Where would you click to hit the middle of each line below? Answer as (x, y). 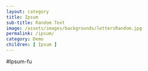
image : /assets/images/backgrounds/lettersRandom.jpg (74, 28)
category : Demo (25, 39)
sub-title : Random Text (36, 22)
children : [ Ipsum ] (32, 45)
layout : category (28, 12)
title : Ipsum (22, 17)
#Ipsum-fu (19, 61)
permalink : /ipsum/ (30, 34)
